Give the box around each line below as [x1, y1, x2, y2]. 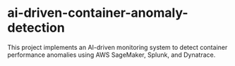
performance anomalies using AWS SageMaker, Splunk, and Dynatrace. [7, 51, 216, 59]
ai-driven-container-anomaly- [7, 5, 188, 21]
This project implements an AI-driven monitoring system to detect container [7, 43, 228, 51]
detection [7, 20, 65, 36]
